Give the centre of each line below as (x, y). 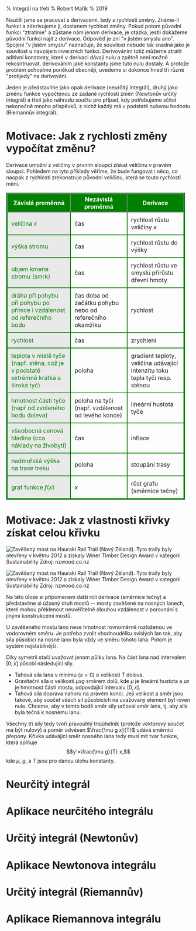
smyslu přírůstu (152, 273)
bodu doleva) (30, 415)
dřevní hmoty (149, 280)
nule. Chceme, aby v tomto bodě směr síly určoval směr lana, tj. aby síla (101, 706)
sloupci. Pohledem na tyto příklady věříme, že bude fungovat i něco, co (92, 171)
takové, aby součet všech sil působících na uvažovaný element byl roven (102, 699)
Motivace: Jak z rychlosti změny (87, 136)
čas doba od (92, 295)
